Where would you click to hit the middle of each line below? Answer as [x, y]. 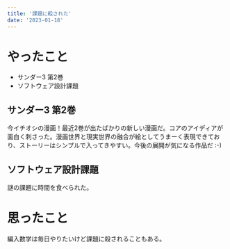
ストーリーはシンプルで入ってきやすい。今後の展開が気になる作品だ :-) [121, 145]
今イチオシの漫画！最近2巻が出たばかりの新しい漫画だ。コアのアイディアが [115, 128]
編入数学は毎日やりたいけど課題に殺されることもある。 [86, 239]
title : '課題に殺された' [39, 14]
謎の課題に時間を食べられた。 [50, 188]
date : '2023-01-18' [35, 20]
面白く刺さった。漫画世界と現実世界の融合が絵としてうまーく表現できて [110, 137]
